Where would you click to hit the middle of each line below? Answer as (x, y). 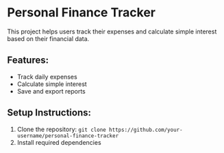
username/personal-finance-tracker (68, 136)
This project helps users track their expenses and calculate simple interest (112, 31)
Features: (28, 60)
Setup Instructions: (49, 113)
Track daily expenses (47, 76)
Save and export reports (51, 91)
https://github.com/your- (146, 130)
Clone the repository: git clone (61, 129)
